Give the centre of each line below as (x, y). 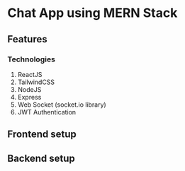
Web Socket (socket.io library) (62, 105)
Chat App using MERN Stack (92, 13)
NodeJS (29, 89)
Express (29, 97)
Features (27, 39)
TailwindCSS (36, 82)
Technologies (31, 59)
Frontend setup (42, 135)
